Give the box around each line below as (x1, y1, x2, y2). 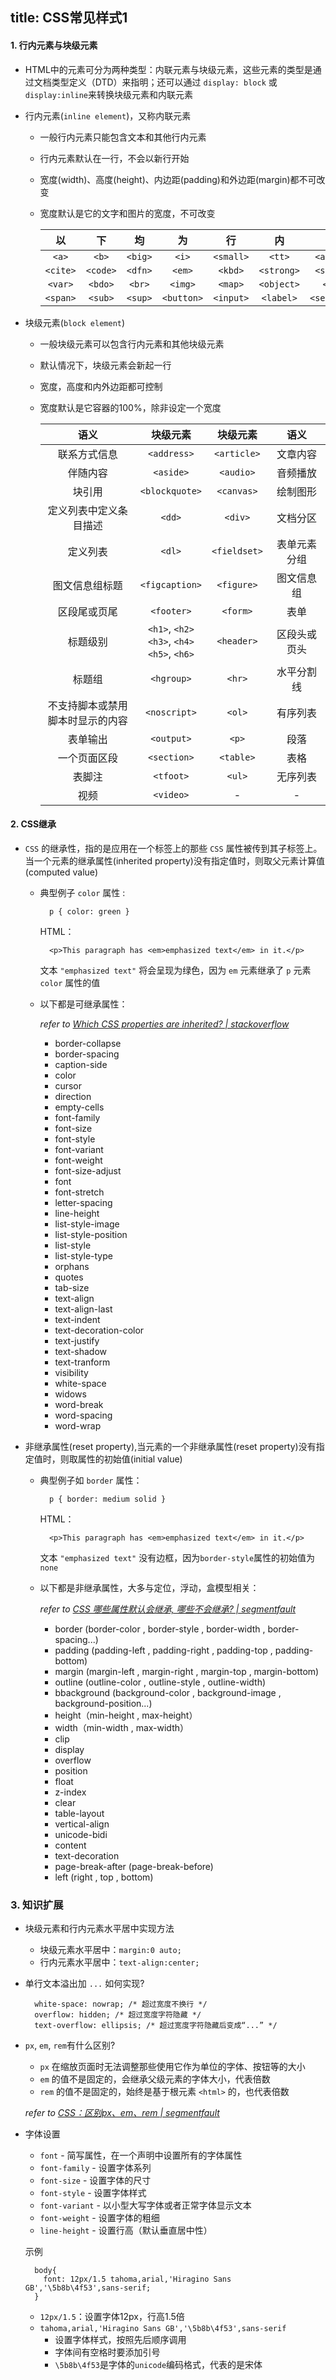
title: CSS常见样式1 (10, 9, 128, 27)
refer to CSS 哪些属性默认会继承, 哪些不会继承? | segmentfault (39, 1603, 297, 1615)
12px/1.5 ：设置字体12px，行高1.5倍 (39, 2311, 185, 2323)
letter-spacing (54, 1196, 113, 1208)
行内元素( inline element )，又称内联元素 (24, 109, 192, 122)
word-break (54, 1398, 104, 1410)
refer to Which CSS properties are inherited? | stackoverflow (39, 1018, 290, 1030)
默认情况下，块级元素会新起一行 (39, 359, 172, 371)
